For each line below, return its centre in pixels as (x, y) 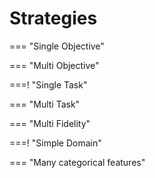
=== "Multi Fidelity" (50, 123)
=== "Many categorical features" (77, 162)
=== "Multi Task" (45, 104)
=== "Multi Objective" (54, 65)
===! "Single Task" (48, 84)
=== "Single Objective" (57, 46)
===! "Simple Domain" (55, 143)
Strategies (53, 18)
